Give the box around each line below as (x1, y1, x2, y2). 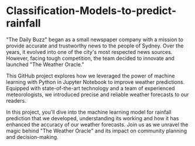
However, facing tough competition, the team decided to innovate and (6, 55, 175, 62)
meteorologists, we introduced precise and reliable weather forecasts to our (6, 91, 189, 98)
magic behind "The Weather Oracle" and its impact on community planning (6, 127, 187, 134)
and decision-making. (6, 133, 59, 140)
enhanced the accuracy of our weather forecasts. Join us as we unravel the (6, 121, 189, 128)
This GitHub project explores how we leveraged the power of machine (6, 72, 175, 79)
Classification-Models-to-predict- (6, 4, 177, 18)
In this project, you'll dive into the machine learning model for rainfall (6, 108, 172, 116)
